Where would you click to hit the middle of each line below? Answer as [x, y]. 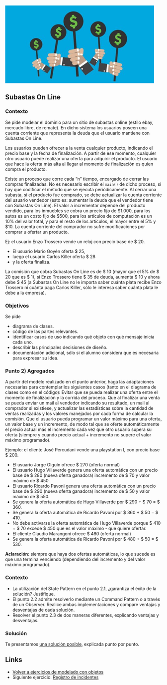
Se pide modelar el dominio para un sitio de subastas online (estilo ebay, [79, 122]
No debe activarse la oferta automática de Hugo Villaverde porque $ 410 [86, 523]
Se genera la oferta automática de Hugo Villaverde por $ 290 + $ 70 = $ [86, 502]
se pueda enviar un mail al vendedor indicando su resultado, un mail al [77, 403]
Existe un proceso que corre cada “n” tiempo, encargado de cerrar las [77, 179]
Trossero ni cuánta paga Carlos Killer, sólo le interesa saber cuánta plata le [82, 287]
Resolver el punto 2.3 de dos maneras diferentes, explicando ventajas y [85, 615]
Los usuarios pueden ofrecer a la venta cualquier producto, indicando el [79, 148]
